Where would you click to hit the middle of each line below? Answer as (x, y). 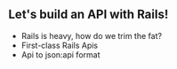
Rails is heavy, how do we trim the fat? (91, 35)
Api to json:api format (60, 54)
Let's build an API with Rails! (88, 15)
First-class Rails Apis (60, 45)
